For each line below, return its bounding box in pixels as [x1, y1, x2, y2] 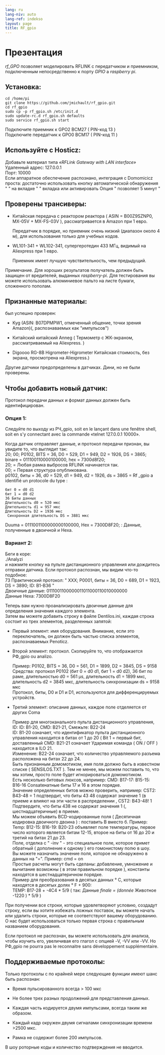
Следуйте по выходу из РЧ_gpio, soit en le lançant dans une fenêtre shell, [5, 426, 157, 432]
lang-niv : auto [5, 12, 36, 17]
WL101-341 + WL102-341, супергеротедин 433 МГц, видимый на [12, 243, 146, 249]
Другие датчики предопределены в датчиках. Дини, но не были [5, 364, 140, 370]
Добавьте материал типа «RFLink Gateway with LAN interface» [5, 159, 136, 165]
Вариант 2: [5, 540, 33, 547]
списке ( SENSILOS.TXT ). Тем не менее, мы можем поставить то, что [12, 766, 159, 772]
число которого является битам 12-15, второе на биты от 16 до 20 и [12, 829, 155, 835]
